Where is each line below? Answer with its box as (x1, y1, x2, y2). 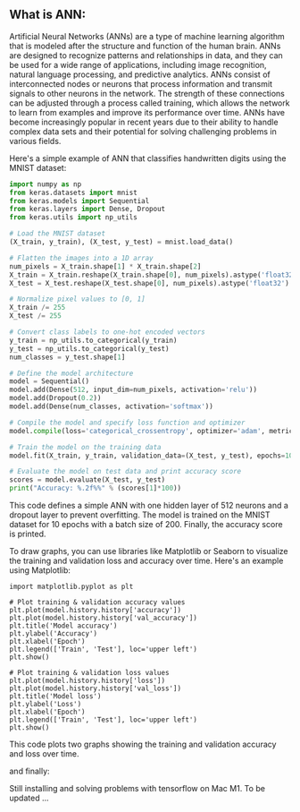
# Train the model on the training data (9, 442, 162, 451)
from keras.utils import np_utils (9, 213, 138, 222)
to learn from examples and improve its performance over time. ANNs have (9, 107, 286, 117)
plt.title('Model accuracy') (9, 621, 118, 630)
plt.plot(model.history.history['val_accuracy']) (9, 613, 198, 623)
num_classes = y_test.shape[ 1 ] (9, 353, 126, 362)
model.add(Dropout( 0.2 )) (9, 394, 102, 403)
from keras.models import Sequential (9, 196, 150, 205)
